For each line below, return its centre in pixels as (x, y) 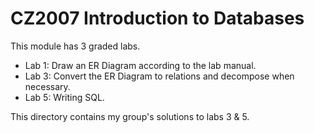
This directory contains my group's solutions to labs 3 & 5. (130, 116)
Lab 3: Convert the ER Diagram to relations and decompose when (159, 76)
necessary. (47, 86)
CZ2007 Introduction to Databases (157, 18)
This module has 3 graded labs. (75, 46)
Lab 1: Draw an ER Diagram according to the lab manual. (140, 65)
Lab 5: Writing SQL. (64, 97)
